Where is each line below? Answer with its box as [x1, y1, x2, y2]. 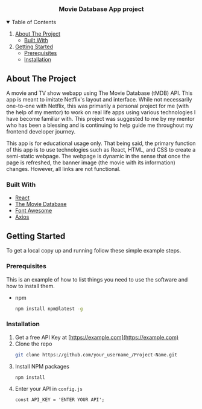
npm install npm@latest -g [14, 306, 83, 312]
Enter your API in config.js [14, 385, 83, 393]
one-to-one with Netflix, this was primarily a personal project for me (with [6, 102, 189, 110]
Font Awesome [14, 207, 52, 214]
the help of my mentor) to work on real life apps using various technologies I [6, 109, 196, 116]
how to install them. [6, 282, 55, 289]
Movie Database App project [58, 5, 144, 13]
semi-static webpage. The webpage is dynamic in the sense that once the [6, 153, 191, 160]
